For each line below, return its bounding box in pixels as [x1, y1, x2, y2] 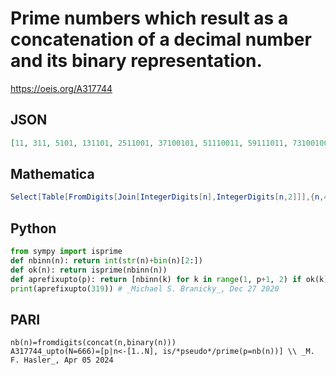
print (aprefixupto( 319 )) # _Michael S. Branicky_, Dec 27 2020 [10, 283, 280, 294]
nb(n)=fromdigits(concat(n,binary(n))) [10, 338, 177, 348]
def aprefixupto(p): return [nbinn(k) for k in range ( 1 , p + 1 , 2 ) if [10, 274, 302, 284]
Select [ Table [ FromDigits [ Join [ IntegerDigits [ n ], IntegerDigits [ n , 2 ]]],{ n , [10, 192, 325, 202]
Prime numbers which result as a [10, 7, 289, 30]
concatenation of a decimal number [10, 28, 312, 51]
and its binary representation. [10, 50, 263, 72]
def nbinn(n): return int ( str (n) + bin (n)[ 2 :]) [10, 256, 203, 266]
